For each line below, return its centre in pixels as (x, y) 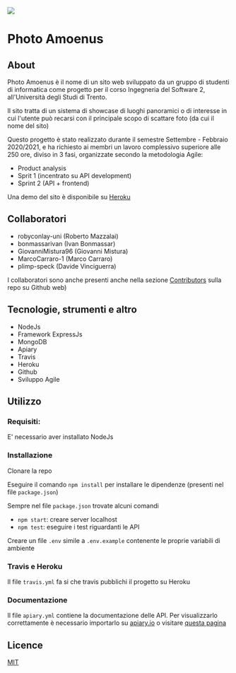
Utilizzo (24, 402)
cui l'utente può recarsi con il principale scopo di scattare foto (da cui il (111, 118)
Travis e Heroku (35, 566)
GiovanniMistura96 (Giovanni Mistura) (73, 251)
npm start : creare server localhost (67, 519)
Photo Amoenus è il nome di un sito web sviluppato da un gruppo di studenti (118, 82)
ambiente (21, 548)
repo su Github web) (37, 287)
